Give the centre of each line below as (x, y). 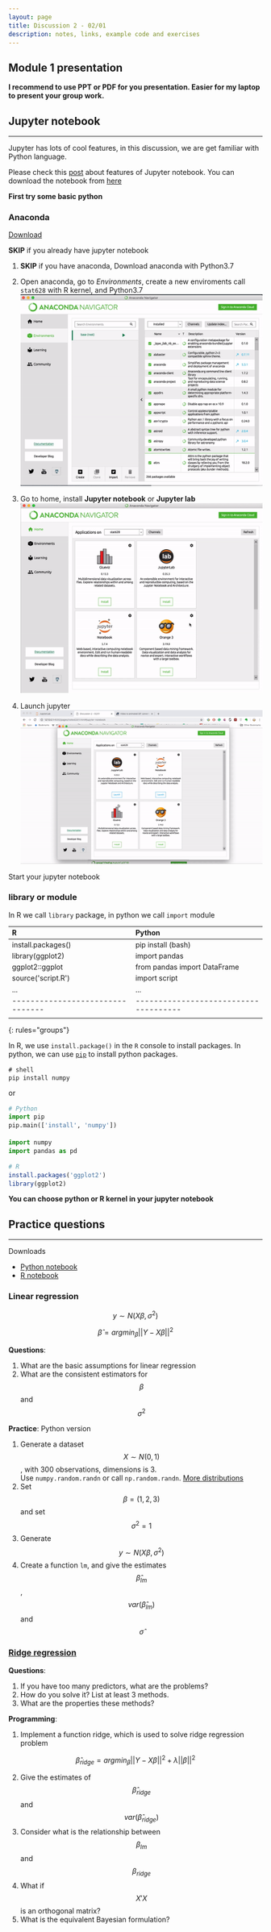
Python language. (38, 156)
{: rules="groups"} (39, 1030)
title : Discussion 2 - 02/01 (57, 25)
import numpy (30, 1143)
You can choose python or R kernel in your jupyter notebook (111, 1199)
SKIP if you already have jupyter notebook (79, 251)
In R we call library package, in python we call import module (112, 914)
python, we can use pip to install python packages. (93, 1054)
